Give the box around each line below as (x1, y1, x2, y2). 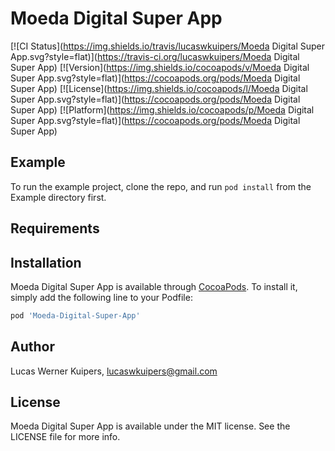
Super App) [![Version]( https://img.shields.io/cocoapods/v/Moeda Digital (10, 61, 310, 73)
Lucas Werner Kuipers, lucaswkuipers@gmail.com (10, 365, 218, 377)
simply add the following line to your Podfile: (10, 291, 193, 303)
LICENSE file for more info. (10, 431, 121, 443)
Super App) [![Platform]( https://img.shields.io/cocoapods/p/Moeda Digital (10, 103, 315, 116)
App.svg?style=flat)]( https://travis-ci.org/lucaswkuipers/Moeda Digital (10, 50, 300, 62)
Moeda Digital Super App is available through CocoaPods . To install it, (10, 280, 298, 292)
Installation (10, 254, 82, 271)
